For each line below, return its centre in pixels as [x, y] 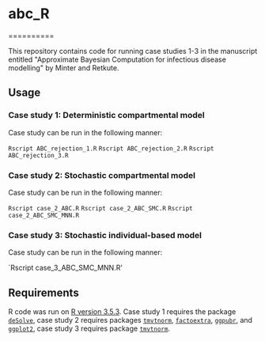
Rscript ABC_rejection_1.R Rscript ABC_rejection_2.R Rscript [111, 148]
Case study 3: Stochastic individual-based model [105, 235]
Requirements [44, 292]
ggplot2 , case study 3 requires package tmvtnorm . [89, 328]
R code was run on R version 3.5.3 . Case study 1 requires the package [122, 312]
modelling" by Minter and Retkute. [64, 67]
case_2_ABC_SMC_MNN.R [44, 215]
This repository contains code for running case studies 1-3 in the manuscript [133, 51]
